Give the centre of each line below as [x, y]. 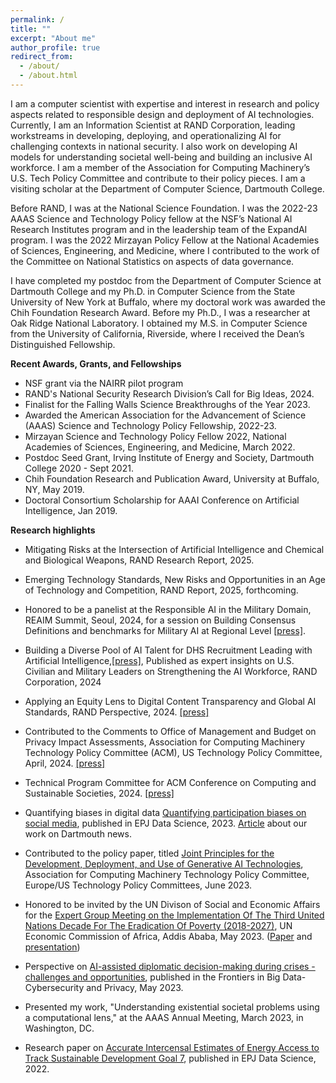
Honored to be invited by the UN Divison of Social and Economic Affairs [172, 904]
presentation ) [52, 947]
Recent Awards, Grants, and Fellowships [96, 363]
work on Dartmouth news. [78, 833]
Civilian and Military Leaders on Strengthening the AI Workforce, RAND [171, 671]
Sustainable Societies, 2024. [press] [99, 793]
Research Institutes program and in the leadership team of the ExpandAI [159, 229]
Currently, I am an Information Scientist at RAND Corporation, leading [153, 125]
